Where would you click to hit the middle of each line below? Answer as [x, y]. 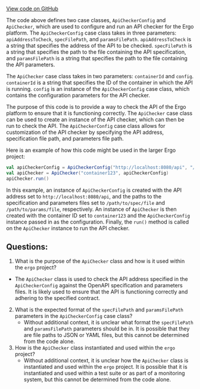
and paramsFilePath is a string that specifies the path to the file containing [97, 58]
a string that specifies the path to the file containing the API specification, [96, 52]
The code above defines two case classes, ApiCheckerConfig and [86, 20]
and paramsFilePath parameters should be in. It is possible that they [107, 329]
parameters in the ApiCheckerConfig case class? [74, 316]
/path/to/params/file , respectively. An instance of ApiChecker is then [91, 209]
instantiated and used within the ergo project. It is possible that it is [105, 367]
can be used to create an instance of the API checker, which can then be [95, 120]
